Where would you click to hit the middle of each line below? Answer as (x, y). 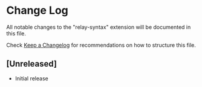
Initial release (31, 78)
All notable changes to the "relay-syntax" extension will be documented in (99, 27)
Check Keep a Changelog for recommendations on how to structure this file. (101, 45)
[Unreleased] (32, 64)
